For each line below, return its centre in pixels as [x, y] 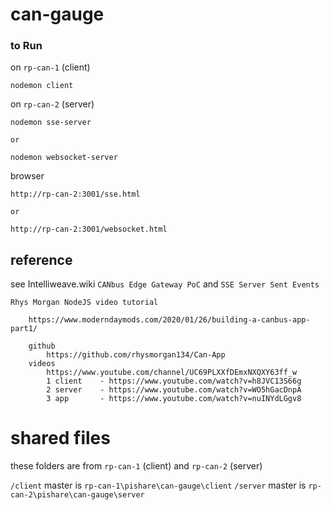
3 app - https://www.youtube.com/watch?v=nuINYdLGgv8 [174, 399]
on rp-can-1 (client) [50, 67]
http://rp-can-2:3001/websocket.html [89, 229]
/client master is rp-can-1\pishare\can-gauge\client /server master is [158, 485]
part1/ [24, 329]
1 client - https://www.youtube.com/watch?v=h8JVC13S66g [174, 381]
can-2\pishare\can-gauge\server [77, 495]
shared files [60, 438]
